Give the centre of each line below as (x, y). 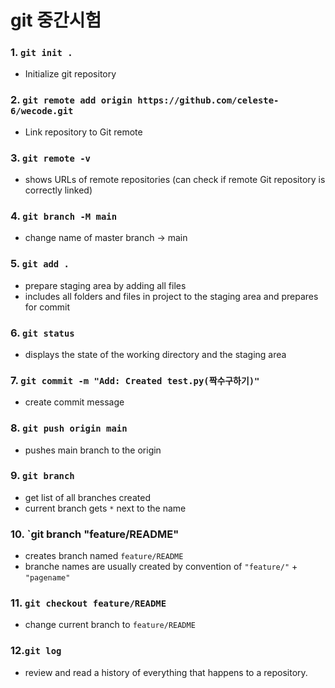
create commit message (74, 402)
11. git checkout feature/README (88, 603)
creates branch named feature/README (104, 556)
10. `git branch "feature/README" (95, 534)
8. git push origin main (69, 428)
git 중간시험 (56, 20)
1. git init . (41, 53)
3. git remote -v (50, 158)
